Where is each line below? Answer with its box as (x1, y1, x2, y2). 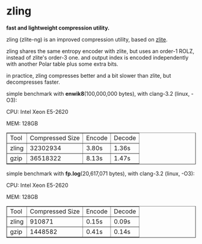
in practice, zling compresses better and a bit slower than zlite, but (6, 72, 171, 79)
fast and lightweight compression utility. (6, 24, 110, 31)
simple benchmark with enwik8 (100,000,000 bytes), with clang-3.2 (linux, (6, 90, 190, 97)
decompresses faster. (6, 78, 60, 86)
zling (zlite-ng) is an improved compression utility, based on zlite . (6, 36, 168, 43)
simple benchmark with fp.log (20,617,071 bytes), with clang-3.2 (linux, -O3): (6, 170, 195, 177)
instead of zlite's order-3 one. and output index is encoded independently (6, 54, 189, 61)
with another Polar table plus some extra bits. (6, 60, 118, 67)
